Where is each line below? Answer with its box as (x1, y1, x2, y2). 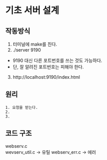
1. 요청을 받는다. (5, 105, 38, 110)
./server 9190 (12, 47, 41, 53)
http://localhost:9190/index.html (12, 74, 80, 80)
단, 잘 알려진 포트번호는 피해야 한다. (12, 64, 84, 70)
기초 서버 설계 (5, 5, 59, 16)
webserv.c (5, 143, 28, 149)
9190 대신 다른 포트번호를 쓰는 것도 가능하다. (12, 57, 102, 63)
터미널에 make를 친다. (12, 41, 57, 47)
